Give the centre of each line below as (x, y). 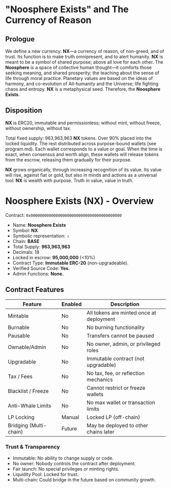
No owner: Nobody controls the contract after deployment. (74, 463)
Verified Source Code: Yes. (41, 268)
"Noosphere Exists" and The (67, 9)
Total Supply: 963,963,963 (41, 247)
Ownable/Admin (27, 347)
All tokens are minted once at (121, 313)
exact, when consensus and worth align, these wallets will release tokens (82, 154)
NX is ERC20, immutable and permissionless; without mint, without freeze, (83, 123)
